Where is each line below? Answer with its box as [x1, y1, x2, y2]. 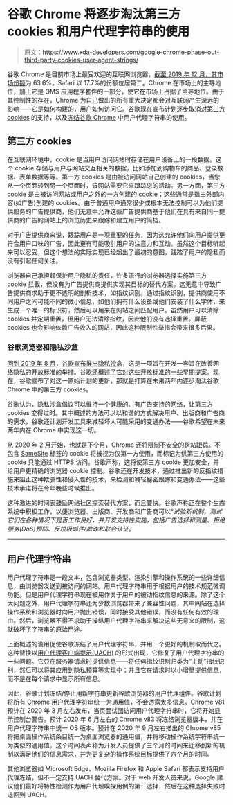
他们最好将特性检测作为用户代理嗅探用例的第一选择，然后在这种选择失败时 [12, 781, 225, 790]
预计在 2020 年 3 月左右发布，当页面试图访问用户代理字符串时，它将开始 [7, 706, 215, 714]
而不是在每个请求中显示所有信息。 [7, 674, 104, 682]
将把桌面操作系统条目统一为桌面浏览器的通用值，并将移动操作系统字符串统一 [7, 732, 225, 741]
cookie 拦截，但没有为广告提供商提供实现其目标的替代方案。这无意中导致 [7, 280, 216, 288]
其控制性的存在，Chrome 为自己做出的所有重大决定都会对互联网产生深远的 [7, 96, 220, 104]
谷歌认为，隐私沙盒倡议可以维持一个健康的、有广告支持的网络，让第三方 [7, 400, 213, 409]
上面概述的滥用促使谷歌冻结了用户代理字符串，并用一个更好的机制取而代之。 [7, 639, 225, 648]
